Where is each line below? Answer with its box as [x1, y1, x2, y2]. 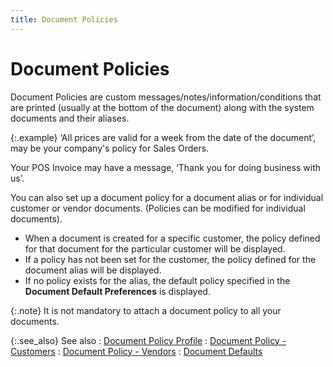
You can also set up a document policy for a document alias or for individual [10, 191, 324, 203]
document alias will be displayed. [24, 264, 162, 276]
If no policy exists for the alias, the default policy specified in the [24, 274, 291, 286]
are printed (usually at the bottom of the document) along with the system [10, 101, 315, 113]
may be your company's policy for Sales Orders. [10, 142, 210, 154]
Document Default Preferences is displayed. [24, 285, 211, 297]
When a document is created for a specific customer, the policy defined [24, 232, 321, 244]
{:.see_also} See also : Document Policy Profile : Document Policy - [10, 334, 287, 346]
